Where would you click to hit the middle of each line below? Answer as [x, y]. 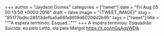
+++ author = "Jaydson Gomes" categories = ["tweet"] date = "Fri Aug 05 [81, 7]
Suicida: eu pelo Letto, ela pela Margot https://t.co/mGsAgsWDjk [72, 28]
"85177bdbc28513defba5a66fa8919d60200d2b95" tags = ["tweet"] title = [82, 18]
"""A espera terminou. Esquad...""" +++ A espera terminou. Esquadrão [78, 23]
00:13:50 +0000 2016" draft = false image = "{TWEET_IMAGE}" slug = [78, 12]
